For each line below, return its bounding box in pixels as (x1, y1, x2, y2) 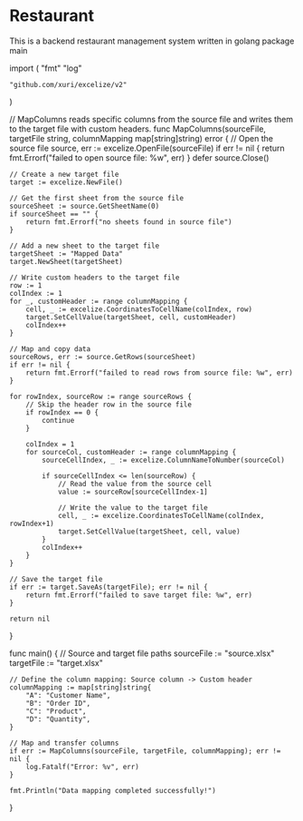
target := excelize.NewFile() (9, 178, 124, 187)
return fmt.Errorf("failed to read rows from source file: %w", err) (25, 368, 294, 377)
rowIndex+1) (9, 519, 54, 528)
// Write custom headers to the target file (9, 273, 180, 282)
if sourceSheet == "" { (9, 210, 99, 219)
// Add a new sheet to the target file (9, 241, 160, 250)
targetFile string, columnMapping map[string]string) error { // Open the (9, 132, 274, 143)
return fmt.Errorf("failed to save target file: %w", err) (25, 591, 253, 600)
